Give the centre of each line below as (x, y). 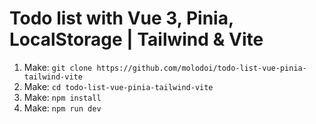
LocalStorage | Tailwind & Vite (136, 39)
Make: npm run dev (62, 108)
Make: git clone (58, 67)
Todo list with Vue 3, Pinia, (121, 18)
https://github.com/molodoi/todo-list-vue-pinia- (201, 68)
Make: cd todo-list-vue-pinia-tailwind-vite (118, 86)
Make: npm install (62, 97)
